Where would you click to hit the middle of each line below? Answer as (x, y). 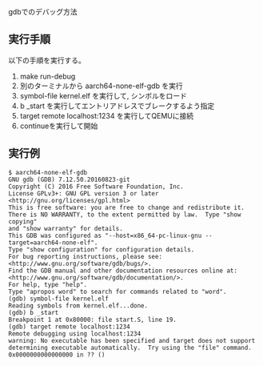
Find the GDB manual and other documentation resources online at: (123, 271)
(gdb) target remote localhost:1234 (69, 327)
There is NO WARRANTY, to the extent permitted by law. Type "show (125, 215)
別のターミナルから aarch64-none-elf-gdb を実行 (101, 86)
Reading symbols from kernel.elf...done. (78, 306)
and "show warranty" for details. (66, 228)
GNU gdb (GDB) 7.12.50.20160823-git (69, 179)
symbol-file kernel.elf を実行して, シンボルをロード (104, 95)
